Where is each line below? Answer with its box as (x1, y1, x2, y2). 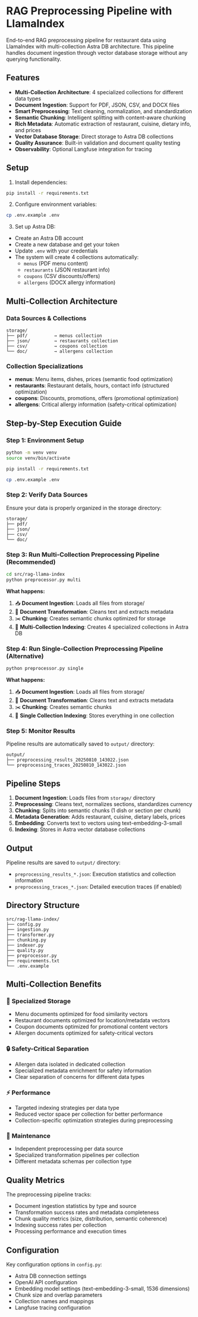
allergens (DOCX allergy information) (23, 279, 116, 286)
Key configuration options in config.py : (6, 1260, 102, 1268)
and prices (14, 126, 42, 133)
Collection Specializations (6, 362, 83, 370)
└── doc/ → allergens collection (6, 348, 113, 354)
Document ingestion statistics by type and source (14, 1203, 137, 1210)
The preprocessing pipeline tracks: (6, 1191, 92, 1198)
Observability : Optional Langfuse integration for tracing (14, 145, 152, 152)
